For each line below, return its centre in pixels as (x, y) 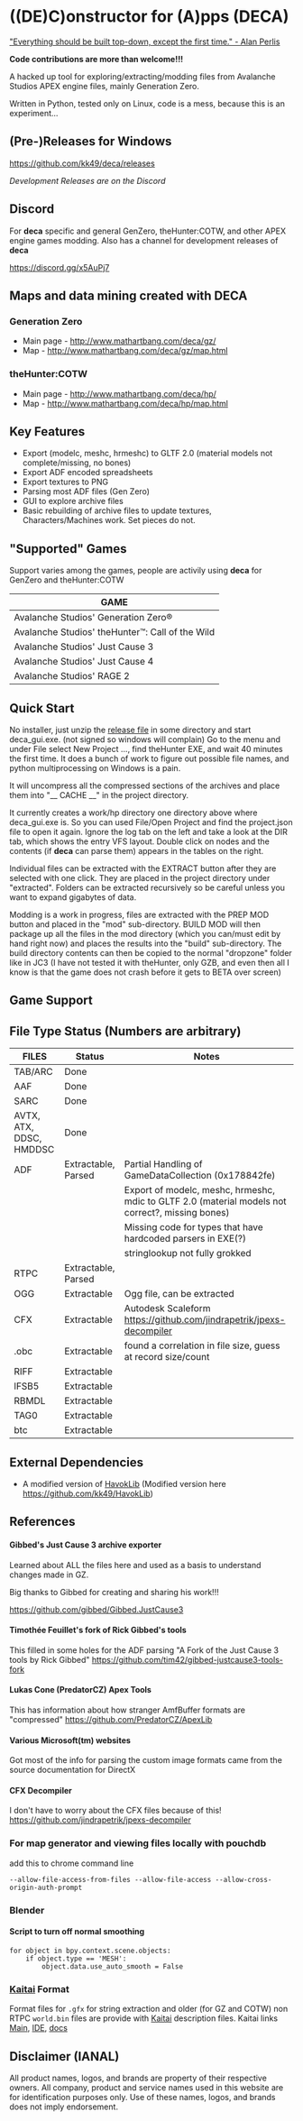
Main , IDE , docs (38, 2028)
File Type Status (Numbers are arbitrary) (125, 1031)
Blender (27, 1910)
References (42, 1522)
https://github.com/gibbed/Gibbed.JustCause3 (96, 1609)
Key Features (47, 432)
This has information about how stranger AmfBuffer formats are (128, 1710)
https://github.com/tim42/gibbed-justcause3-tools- (188, 1659)
